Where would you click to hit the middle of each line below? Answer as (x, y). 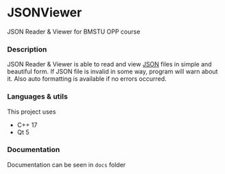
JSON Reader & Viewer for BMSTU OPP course (74, 32)
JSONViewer (45, 13)
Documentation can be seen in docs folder (67, 164)
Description (27, 49)
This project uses (32, 112)
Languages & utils (38, 97)
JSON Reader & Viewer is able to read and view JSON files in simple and (109, 64)
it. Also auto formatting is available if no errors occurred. (87, 79)
